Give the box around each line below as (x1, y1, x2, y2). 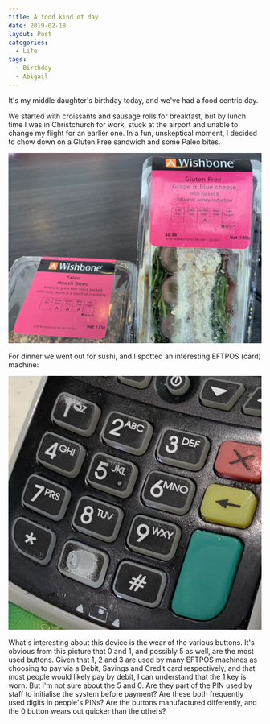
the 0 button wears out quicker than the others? (8, 705, 166, 716)
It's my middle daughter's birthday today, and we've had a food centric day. (8, 95, 259, 105)
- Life (15, 47, 38, 56)
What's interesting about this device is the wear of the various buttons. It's (8, 637, 255, 647)
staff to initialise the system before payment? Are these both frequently (8, 689, 244, 698)
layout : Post (8, 30, 52, 38)
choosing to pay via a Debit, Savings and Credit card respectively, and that (8, 663, 256, 672)
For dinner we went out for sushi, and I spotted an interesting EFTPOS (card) (8, 351, 261, 361)
